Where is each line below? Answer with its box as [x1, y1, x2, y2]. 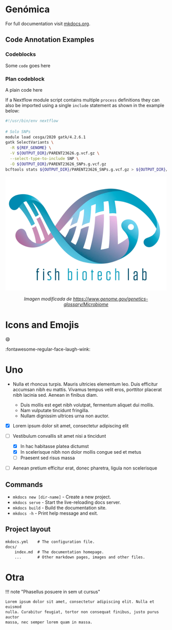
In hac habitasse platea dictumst [20, 443, 89, 450]
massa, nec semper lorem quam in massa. [5, 619, 93, 625]
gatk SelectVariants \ [5, 140, 54, 145]
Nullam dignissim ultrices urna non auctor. [20, 413, 110, 419]
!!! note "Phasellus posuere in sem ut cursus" [5, 588, 100, 595]
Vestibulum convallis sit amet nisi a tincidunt [12, 433, 106, 439]
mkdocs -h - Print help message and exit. [12, 510, 98, 516]
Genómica [5, 4, 50, 15]
